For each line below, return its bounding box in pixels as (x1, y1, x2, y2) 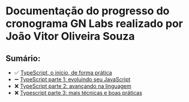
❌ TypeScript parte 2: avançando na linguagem (14, 82, 131, 89)
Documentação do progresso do (5, 4, 170, 18)
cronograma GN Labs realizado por (5, 17, 184, 30)
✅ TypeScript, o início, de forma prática (14, 69, 112, 76)
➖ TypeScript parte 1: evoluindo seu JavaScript (14, 76, 131, 83)
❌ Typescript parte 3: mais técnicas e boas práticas (14, 89, 142, 96)
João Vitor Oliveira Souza (5, 30, 135, 43)
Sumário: (5, 53, 41, 63)
